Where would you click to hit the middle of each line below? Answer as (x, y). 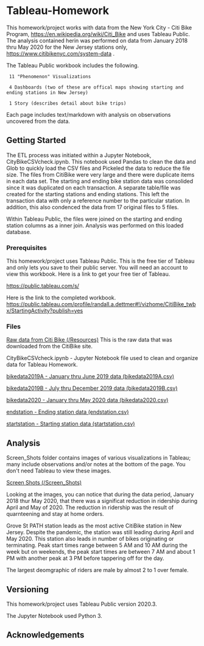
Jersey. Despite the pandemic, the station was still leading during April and (100, 532)
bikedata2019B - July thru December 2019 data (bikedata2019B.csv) (92, 388)
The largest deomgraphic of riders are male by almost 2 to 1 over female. (97, 570)
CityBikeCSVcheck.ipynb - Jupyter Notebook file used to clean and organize (102, 358)
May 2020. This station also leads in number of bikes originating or (90, 539)
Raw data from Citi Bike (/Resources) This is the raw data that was (89, 340)
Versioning (27, 589)
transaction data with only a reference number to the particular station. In (98, 200)
